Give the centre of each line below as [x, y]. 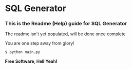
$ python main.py [23, 52]
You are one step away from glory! [40, 43]
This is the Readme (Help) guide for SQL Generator [66, 24]
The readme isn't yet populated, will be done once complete [65, 34]
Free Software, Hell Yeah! [31, 61]
